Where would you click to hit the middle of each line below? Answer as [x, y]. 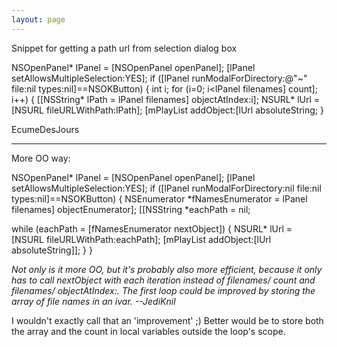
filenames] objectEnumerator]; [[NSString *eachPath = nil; [131, 209]
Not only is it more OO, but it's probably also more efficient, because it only [167, 269]
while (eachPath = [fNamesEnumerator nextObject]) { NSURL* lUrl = [152, 228]
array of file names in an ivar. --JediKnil [93, 301]
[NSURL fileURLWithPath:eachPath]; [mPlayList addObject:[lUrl [141, 239]
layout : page [38, 19]
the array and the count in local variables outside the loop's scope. [148, 331]
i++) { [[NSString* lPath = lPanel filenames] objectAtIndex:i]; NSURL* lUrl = [166, 99]
